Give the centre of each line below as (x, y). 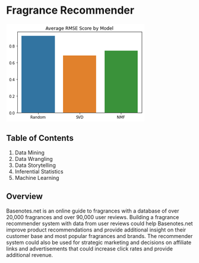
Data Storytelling (35, 165)
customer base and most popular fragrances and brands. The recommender (99, 236)
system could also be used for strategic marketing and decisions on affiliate (99, 242)
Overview (25, 197)
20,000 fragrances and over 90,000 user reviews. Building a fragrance (93, 217)
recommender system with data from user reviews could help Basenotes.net (99, 223)
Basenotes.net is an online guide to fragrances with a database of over (93, 211)
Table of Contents (40, 138)
